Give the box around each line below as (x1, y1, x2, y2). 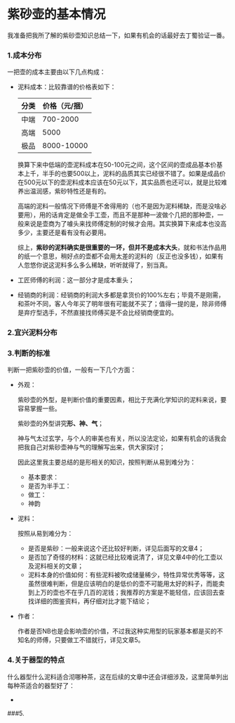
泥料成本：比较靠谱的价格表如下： (17, 82, 116, 92)
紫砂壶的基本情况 (7, 6, 107, 23)
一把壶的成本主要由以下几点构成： (7, 68, 106, 76)
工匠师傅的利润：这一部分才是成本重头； (17, 276, 135, 284)
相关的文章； (46, 562, 84, 570)
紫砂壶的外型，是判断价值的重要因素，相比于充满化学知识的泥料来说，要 (17, 396, 227, 404)
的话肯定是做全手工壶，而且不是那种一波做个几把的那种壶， (45, 210, 217, 219)
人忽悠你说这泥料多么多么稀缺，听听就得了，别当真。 (17, 261, 172, 270)
